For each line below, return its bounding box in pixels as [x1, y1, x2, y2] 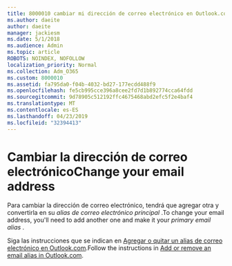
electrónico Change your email [7, 164, 184, 180]
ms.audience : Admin [7, 42, 64, 49]
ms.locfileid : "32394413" [7, 119, 81, 126]
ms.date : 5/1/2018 [7, 36, 60, 43]
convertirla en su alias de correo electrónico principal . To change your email [7, 209, 224, 217]
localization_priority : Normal [7, 61, 97, 68]
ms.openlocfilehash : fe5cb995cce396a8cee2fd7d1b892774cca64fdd [7, 87, 193, 94]
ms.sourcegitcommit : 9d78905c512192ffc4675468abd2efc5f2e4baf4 [7, 94, 193, 101]
